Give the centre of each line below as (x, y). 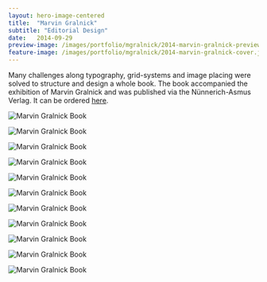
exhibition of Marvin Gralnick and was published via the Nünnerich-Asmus (130, 92)
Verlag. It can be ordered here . (58, 100)
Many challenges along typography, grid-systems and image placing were (130, 75)
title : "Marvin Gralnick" (53, 23)
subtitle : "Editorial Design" (58, 30)
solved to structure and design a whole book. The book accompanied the (128, 83)
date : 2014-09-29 (41, 38)
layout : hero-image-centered (56, 15)
